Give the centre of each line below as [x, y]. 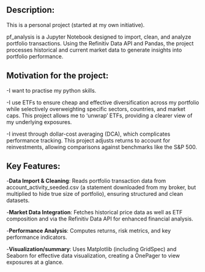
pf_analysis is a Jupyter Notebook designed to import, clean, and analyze [99, 37]
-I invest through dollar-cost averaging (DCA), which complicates [88, 134]
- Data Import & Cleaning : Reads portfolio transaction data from [86, 181]
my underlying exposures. [39, 122]
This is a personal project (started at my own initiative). [76, 25]
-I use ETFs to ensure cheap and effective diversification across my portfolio [103, 102]
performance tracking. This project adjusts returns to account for [88, 140]
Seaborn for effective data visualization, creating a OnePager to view [93, 256]
